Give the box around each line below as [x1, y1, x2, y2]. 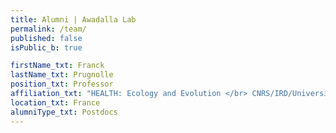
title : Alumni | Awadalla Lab [10, 14, 137, 25]
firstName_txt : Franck [10, 61, 105, 71]
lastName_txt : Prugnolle [10, 70, 114, 80]
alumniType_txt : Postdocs [10, 107, 118, 117]
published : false [10, 33, 83, 43]
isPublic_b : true [10, 42, 83, 53]
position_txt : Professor [10, 79, 114, 90]
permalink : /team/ [10, 24, 87, 34]
